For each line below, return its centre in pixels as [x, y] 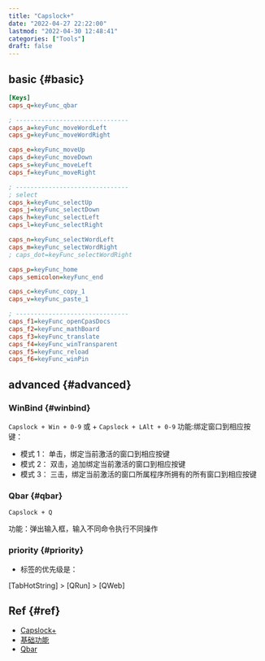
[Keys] [20, 98]
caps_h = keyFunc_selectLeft [54, 217]
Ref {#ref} [35, 611]
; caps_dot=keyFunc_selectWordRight [70, 254]
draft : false [30, 46]
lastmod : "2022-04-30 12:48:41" [63, 31]
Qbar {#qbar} [36, 495]
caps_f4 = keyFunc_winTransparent [63, 344]
